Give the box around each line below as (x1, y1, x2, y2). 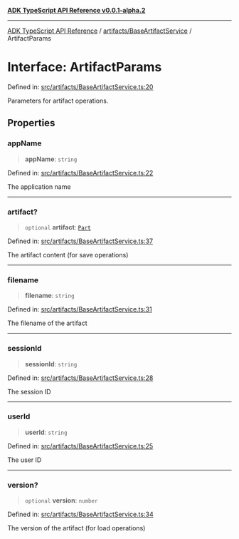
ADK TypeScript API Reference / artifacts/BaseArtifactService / (7, 26, 192, 35)
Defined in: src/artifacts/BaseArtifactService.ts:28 (7, 374, 154, 382)
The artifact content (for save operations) (7, 250, 129, 259)
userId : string (24, 428, 68, 436)
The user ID (7, 456, 42, 464)
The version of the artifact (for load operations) (7, 524, 146, 533)
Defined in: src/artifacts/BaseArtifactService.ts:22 (7, 168, 154, 177)
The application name (7, 182, 71, 191)
